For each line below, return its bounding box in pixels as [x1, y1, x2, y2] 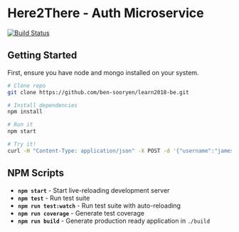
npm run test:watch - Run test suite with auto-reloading [17, 201, 181, 210]
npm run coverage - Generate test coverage [17, 208, 144, 217]
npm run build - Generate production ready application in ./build [17, 216, 211, 225]
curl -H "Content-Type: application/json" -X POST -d [7, 147, 171, 154]
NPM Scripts [7, 167, 65, 179]
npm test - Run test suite [17, 193, 90, 202]
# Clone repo [7, 82, 46, 89]
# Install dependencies [7, 101, 78, 109]
